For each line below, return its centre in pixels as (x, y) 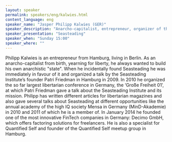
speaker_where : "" (25, 43)
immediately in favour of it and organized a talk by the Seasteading (76, 74)
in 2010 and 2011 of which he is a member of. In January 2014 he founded (83, 112)
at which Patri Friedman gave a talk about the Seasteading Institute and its (83, 90)
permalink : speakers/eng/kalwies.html (47, 15)
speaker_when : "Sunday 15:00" (38, 39)
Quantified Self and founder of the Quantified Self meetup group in (76, 128)
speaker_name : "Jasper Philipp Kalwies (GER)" (56, 24)
